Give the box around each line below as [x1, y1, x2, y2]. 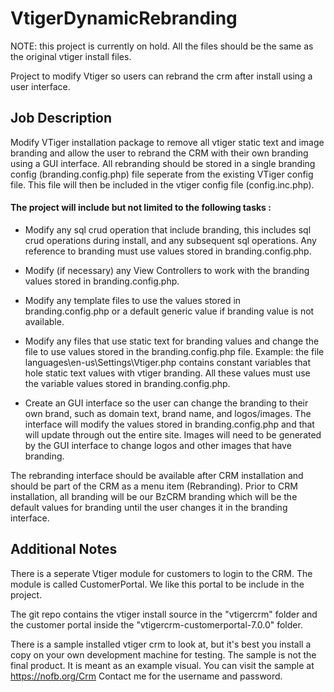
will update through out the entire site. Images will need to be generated [24, 428, 322, 441]
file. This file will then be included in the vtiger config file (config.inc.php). [10, 178, 315, 191]
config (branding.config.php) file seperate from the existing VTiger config [10, 168, 314, 180]
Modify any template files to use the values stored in [24, 294, 242, 306]
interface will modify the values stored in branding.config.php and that [24, 418, 315, 430]
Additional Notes [10, 541, 118, 558]
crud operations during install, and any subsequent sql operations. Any [24, 234, 317, 246]
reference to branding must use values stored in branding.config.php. [24, 245, 312, 257]
